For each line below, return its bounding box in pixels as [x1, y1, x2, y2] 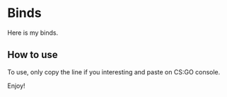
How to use [7, 49, 58, 61]
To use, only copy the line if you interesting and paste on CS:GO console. [7, 67, 221, 76]
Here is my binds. [7, 28, 59, 37]
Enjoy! [7, 81, 26, 90]
